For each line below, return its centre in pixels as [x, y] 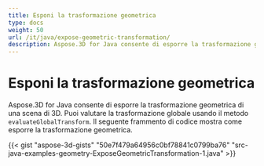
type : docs [26, 23]
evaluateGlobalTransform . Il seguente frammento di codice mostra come [125, 121]
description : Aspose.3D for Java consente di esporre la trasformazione [130, 45]
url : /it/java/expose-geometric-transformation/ [89, 37]
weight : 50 [26, 30]
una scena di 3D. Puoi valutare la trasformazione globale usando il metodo [128, 114]
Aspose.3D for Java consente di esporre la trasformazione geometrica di [126, 105]
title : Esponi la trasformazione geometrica [82, 15]
